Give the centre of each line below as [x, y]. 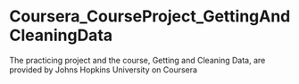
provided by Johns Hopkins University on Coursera [104, 70]
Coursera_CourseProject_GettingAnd [150, 17]
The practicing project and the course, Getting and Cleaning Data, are [137, 60]
